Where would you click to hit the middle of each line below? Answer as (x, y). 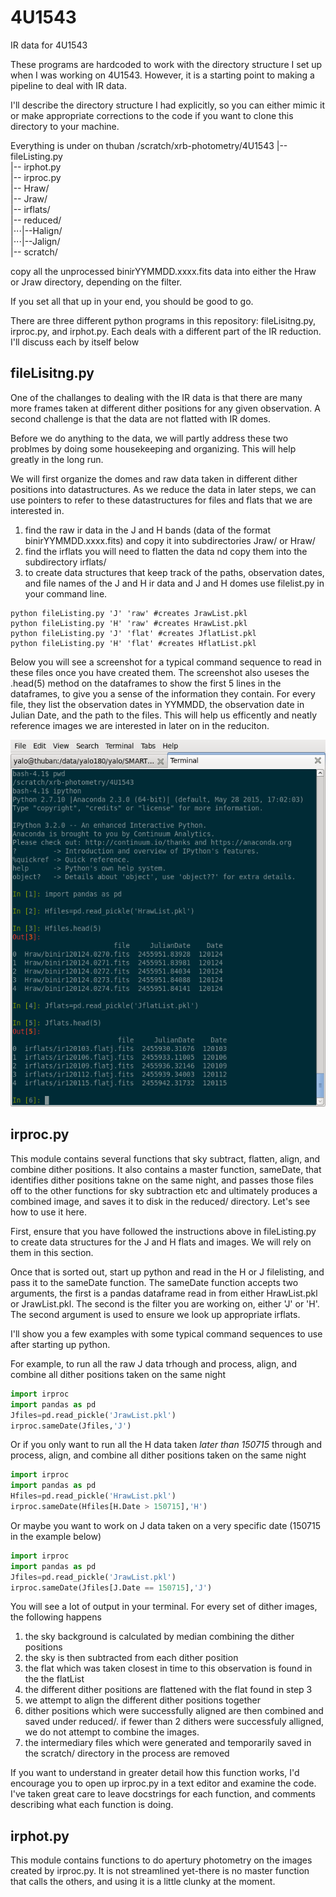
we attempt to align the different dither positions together (142, 1700)
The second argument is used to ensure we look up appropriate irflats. (155, 1314)
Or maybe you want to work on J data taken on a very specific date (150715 (165, 1525)
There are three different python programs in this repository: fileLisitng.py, (163, 320)
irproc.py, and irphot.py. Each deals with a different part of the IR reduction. (166, 331)
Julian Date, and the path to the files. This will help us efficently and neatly (164, 715)
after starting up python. (60, 1344)
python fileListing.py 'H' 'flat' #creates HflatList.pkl (133, 643)
